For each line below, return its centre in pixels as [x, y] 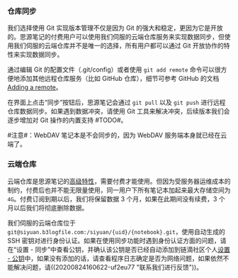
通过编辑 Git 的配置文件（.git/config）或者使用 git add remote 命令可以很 [114, 69]
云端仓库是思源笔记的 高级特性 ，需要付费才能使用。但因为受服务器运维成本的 [119, 181]
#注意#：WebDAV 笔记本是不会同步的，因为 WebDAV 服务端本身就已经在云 [117, 135]
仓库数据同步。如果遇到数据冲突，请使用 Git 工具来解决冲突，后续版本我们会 [119, 111]
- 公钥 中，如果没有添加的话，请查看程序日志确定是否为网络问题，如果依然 [115, 258]
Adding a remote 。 [35, 87]
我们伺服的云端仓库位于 [41, 223]
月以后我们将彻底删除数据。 [48, 208]
